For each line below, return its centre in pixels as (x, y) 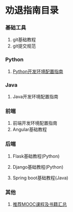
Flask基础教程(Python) (36, 156)
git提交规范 (24, 46)
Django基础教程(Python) (38, 167)
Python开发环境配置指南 (38, 71)
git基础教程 (24, 40)
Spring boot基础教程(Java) (40, 178)
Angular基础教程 (30, 129)
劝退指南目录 (32, 10)
